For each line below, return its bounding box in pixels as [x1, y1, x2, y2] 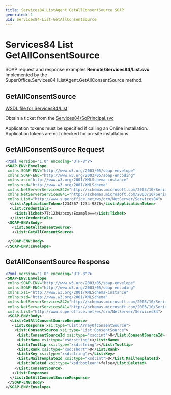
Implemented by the [5, 72, 47, 78]
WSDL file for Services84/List [5, 105, 68, 112]
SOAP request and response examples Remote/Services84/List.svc [5, 67, 150, 73]
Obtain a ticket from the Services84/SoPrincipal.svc [5, 115, 114, 121]
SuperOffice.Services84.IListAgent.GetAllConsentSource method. [5, 77, 143, 83]
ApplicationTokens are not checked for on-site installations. [5, 131, 130, 137]
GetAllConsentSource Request [5, 145, 105, 154]
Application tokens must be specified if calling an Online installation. [5, 125, 149, 131]
